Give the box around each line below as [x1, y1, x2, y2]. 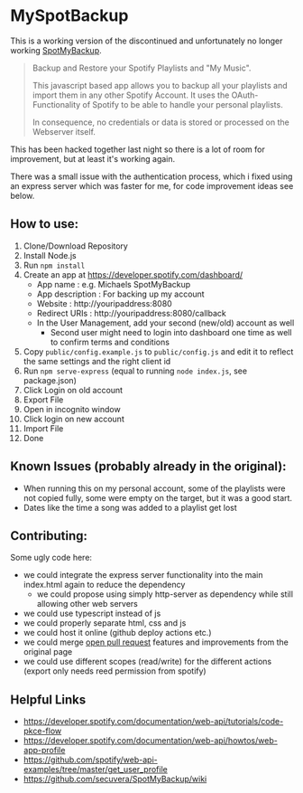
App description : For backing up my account [36, 288, 206, 299]
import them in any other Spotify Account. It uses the [32, 90, 230, 100]
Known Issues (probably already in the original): [10, 458, 287, 475]
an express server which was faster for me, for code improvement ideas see [10, 180, 294, 191]
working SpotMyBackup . [10, 44, 102, 55]
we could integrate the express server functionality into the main [23, 570, 263, 581]
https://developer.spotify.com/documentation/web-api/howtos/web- [23, 735, 278, 746]
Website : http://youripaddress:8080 [36, 297, 172, 308]
